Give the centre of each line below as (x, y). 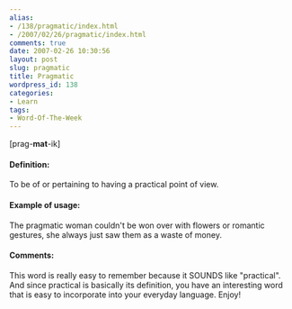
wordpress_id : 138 (44, 85)
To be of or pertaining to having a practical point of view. (114, 185)
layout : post (34, 59)
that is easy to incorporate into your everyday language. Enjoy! (125, 295)
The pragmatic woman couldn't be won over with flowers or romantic (137, 225)
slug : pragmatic (40, 68)
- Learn (24, 101)
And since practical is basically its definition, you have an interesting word (146, 285)
